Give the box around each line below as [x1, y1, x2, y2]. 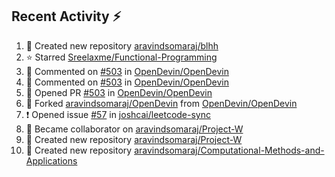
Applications [25, 154, 78, 167]
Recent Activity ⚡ [11, 8, 122, 25]
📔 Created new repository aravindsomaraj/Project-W [25, 133, 243, 145]
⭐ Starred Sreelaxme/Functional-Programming [25, 51, 218, 63]
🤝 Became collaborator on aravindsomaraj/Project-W [25, 123, 244, 135]
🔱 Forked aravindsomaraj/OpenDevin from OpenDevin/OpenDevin [25, 97, 298, 109]
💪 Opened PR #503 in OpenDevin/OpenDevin [25, 86, 213, 98]
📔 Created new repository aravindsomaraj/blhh [25, 39, 219, 52]
